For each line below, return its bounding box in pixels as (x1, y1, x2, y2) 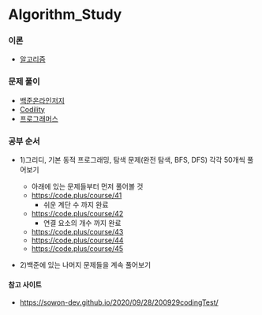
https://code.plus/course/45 (31, 244, 124, 253)
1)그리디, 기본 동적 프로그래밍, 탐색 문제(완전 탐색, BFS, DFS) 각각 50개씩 (19, 156, 246, 165)
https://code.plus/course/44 (31, 235, 124, 246)
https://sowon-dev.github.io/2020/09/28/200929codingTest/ (19, 298, 219, 307)
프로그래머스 (19, 114, 59, 123)
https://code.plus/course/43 (31, 227, 124, 237)
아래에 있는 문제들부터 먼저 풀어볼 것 (31, 182, 144, 191)
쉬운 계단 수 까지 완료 (43, 200, 109, 210)
